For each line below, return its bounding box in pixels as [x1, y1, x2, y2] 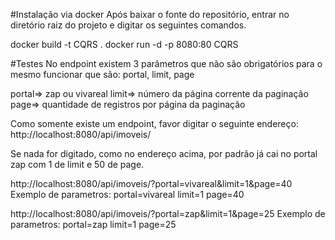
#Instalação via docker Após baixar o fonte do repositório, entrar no [10, 9, 290, 20]
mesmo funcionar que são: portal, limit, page [10, 69, 195, 80]
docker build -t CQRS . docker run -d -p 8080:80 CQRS [10, 39, 239, 50]
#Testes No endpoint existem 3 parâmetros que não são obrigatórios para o [10, 58, 323, 69]
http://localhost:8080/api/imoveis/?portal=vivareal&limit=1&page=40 [10, 178, 293, 189]
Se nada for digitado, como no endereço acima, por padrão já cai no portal [10, 148, 318, 159]
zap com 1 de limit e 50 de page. [10, 159, 145, 170]
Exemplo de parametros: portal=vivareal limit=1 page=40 [10, 189, 245, 200]
